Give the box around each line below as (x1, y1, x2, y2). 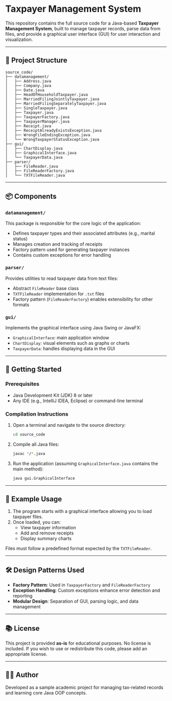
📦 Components (5, 192, 57, 201)
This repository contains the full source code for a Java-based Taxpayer (5, 20, 159, 26)
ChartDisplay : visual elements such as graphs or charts (12, 340, 130, 346)
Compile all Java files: (12, 441, 59, 447)
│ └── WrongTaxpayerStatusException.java (5, 137, 100, 142)
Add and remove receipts (20, 530, 74, 536)
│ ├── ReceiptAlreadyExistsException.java (5, 128, 102, 133)
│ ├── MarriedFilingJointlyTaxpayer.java (5, 96, 100, 101)
